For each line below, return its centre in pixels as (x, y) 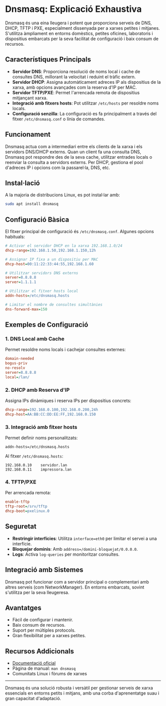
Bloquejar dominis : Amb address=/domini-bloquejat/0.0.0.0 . (75, 549)
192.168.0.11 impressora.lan (38, 470)
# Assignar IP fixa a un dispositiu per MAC (52, 259)
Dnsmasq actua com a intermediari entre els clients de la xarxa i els (74, 146)
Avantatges (23, 608)
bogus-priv (16, 363)
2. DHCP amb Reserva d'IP (38, 390)
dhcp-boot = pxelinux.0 (27, 511)
